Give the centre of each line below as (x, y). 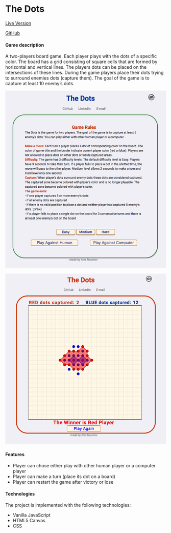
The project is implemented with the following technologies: (68, 505)
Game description (25, 45)
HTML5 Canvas (29, 521)
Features (15, 454)
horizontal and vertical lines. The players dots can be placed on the (76, 67)
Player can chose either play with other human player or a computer (84, 466)
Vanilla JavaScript (32, 515)
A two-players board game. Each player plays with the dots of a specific (81, 56)
